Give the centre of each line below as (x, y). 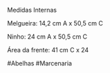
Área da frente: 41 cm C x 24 (48, 50)
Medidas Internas (32, 10)
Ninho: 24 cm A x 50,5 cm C (47, 36)
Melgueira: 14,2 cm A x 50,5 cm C (55, 23)
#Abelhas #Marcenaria (40, 63)
